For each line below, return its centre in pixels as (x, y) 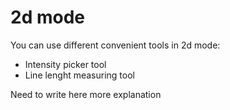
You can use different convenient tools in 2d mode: (115, 45)
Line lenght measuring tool (79, 75)
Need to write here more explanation (86, 94)
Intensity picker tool (65, 64)
